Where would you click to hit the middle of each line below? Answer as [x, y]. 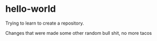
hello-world [31, 9]
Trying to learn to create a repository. [45, 23]
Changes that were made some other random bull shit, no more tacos [79, 33]
